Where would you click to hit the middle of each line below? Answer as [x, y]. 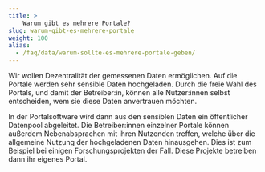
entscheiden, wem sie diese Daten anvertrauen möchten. [103, 101]
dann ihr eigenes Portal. [48, 159]
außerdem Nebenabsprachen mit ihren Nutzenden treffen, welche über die [132, 134]
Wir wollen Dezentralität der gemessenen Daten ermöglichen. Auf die [123, 76]
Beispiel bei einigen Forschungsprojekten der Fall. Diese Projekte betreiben [132, 150]
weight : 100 [28, 38]
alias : [19, 46]
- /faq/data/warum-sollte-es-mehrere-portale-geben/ [106, 53]
